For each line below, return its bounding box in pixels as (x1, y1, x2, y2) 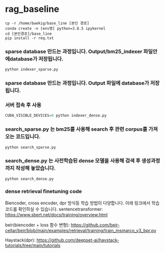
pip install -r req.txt (5, 36, 54, 41)
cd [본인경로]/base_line (5, 31, 52, 36)
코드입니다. (15, 133, 41, 140)
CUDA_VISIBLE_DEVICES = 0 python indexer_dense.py (5, 113, 107, 118)
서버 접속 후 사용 (5, 101, 41, 108)
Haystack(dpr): (5, 237, 36, 243)
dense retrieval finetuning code (5, 188, 82, 195)
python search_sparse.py (5, 145, 56, 150)
